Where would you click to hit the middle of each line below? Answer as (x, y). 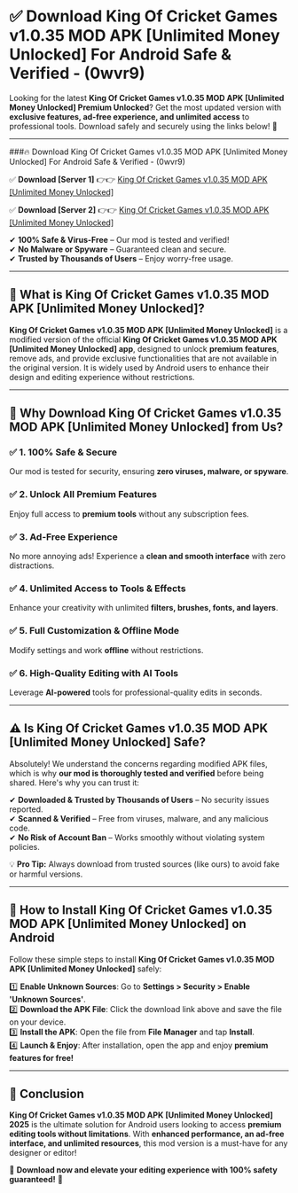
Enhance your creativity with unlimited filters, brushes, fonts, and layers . (144, 608)
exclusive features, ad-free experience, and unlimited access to (129, 116)
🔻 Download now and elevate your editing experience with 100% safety (143, 1170)
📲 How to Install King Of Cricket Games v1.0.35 (141, 910)
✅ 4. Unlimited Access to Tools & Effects (98, 589)
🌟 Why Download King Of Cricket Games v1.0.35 (145, 413)
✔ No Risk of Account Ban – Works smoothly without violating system (137, 837)
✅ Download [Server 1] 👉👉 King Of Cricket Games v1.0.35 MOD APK (138, 179)
